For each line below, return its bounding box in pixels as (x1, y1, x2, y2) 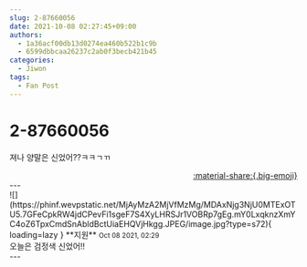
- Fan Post (17, 81, 59, 90)
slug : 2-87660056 (9, 13, 76, 23)
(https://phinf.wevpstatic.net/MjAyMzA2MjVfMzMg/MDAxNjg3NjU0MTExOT (9, 199, 296, 210)
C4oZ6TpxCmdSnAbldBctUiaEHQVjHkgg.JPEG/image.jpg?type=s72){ (9, 218, 272, 229)
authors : (9, 30, 43, 39)
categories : (9, 56, 55, 65)
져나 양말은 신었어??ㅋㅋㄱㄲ (9, 151, 111, 162)
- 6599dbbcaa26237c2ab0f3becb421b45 (17, 47, 157, 56)
